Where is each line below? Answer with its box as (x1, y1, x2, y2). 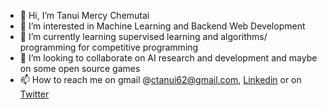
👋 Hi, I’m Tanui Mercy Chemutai (19, 10, 150, 21)
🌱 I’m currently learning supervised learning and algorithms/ (19, 31, 268, 42)
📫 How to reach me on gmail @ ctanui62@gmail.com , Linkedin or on (19, 74, 302, 85)
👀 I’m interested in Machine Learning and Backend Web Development (19, 20, 306, 32)
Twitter (19, 88, 50, 100)
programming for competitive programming (19, 41, 199, 53)
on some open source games (19, 63, 141, 74)
